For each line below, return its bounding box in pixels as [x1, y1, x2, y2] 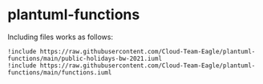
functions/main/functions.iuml [7, 68, 112, 77]
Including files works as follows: [7, 32, 114, 42]
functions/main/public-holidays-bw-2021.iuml [7, 54, 162, 62]
